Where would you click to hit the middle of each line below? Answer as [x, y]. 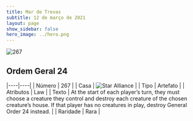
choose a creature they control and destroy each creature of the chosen [97, 99]
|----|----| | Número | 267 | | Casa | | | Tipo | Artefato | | [95, 85]
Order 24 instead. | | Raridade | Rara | [53, 111]
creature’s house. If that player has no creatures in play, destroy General [97, 105]
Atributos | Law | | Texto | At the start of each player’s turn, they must [93, 92]
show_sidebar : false [33, 29]
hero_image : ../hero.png [38, 35]
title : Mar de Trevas [34, 12]
